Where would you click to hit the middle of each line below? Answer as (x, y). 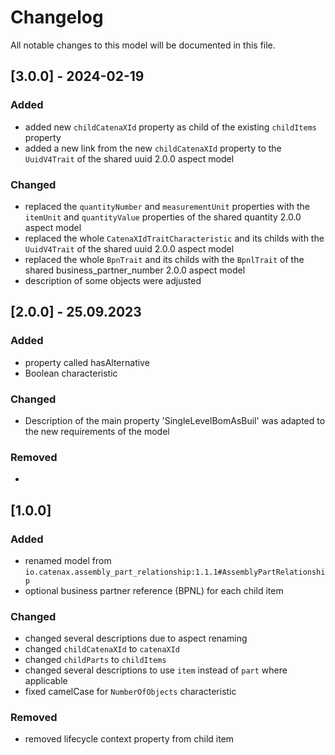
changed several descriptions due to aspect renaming (136, 638)
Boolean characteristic (71, 373)
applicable (46, 681)
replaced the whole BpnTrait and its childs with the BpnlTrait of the (164, 259)
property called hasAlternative (87, 362)
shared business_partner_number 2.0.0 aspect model (135, 270)
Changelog (57, 17)
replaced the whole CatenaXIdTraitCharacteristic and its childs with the (174, 238)
